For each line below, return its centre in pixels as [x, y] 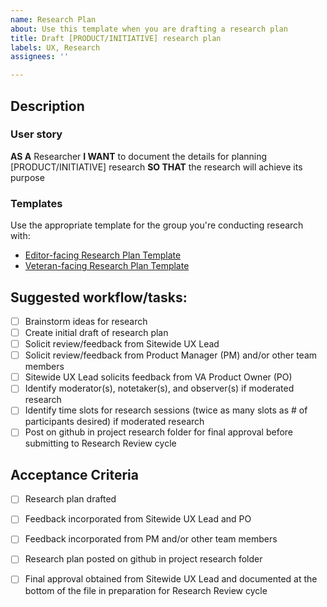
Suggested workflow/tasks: [99, 297]
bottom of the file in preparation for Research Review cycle [146, 590]
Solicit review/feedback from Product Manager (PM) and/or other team [171, 355]
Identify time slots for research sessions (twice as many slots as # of [166, 410]
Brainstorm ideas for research [86, 321]
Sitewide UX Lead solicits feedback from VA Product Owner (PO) [158, 377]
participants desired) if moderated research [114, 422]
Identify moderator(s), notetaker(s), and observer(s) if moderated [159, 388]
